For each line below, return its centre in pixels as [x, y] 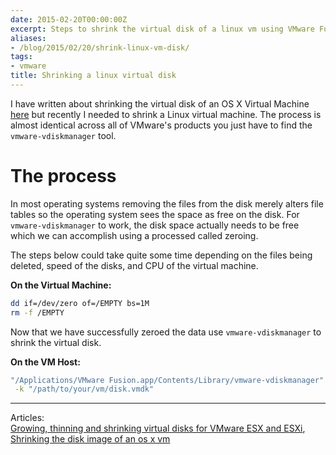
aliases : [28, 38]
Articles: [27, 418]
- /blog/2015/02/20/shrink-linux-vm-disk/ [100, 47]
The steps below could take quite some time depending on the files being [161, 255]
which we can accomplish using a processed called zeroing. [134, 235]
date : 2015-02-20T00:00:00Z [69, 19]
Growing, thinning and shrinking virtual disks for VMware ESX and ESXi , [158, 428]
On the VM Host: [45, 362]
